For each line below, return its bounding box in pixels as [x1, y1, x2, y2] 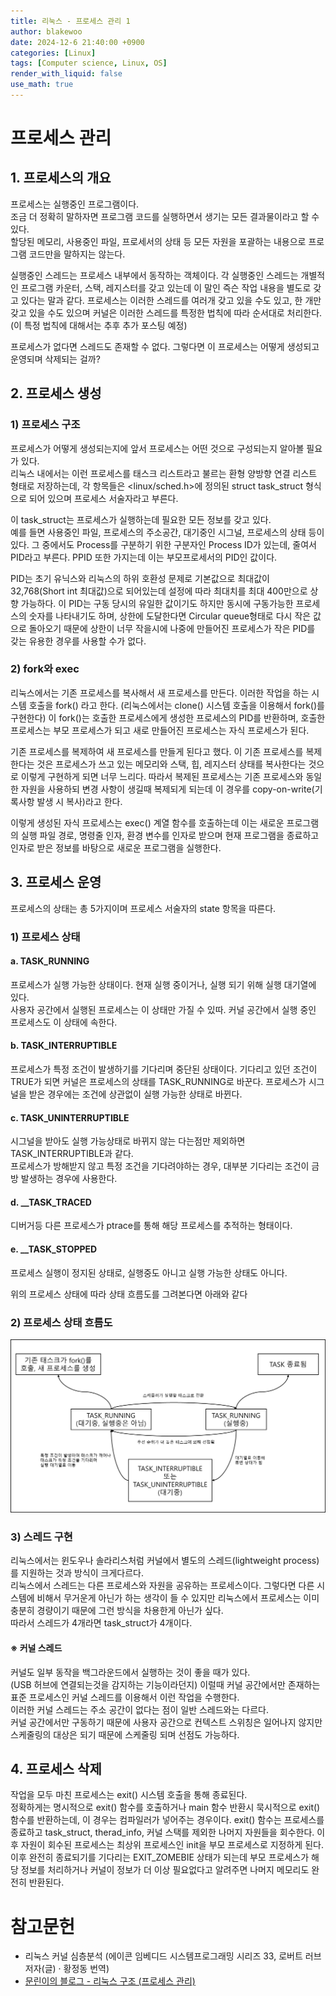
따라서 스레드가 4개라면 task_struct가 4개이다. [10, 1617, 193, 1629]
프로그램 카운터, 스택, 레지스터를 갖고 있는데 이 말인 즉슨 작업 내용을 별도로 [20, 281, 312, 294]
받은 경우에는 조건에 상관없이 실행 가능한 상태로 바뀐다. [28, 1088, 243, 1100]
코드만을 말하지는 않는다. [28, 248, 126, 260]
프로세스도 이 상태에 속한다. [10, 1016, 118, 1028]
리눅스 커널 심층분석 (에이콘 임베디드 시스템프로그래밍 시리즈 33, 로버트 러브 [24, 1950, 322, 1962]
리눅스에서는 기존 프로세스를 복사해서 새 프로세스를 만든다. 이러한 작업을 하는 [10, 686, 310, 699]
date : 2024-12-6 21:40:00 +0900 [10, 37, 145, 47]
